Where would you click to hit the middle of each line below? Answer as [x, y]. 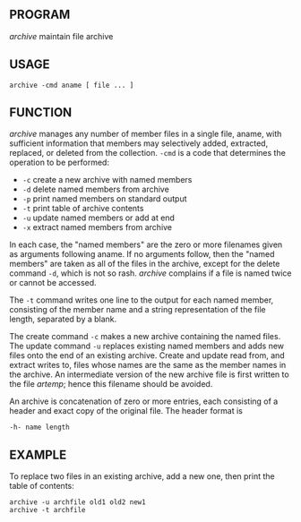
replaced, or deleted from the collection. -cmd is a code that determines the [148, 153]
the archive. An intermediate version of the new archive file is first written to [149, 374]
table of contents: [42, 486]
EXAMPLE [38, 454]
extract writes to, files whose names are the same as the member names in [148, 365]
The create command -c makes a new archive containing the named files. [145, 337]
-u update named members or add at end [98, 218]
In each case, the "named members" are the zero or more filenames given [146, 244]
